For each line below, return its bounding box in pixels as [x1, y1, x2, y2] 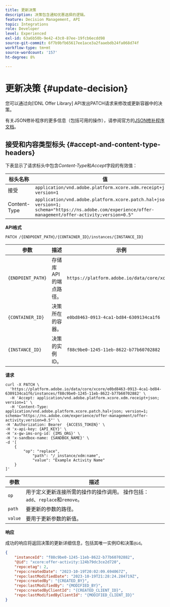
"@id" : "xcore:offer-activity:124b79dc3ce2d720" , [14, 559, 121, 564]
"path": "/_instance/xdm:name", [32, 453, 101, 459]
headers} [5, 148, 35, 157]
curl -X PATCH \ [5, 382, 39, 388]
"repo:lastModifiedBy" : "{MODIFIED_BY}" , [14, 583, 103, 588]
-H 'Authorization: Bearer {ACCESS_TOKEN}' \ [5, 422, 105, 427]
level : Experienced [5, 31, 47, 36]
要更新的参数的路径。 [25, 506, 77, 513]
